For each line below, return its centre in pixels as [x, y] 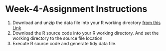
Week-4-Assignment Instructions [76, 9]
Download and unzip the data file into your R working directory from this [86, 23]
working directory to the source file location [57, 38]
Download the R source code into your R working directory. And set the [85, 33]
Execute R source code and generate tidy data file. [64, 43]
